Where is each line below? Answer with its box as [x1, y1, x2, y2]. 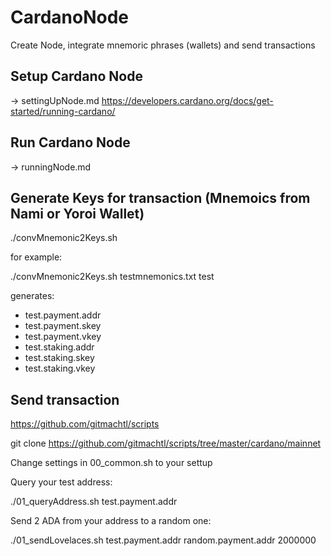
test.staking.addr [24, 341, 95, 353]
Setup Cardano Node [10, 68, 143, 85]
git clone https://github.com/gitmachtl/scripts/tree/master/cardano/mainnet [10, 437, 322, 450]
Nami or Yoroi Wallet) [10, 205, 145, 222]
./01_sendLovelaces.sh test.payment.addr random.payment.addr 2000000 [10, 534, 317, 546]
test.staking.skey [24, 352, 95, 364]
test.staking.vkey [24, 362, 96, 375]
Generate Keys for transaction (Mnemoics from [10, 189, 311, 206]
